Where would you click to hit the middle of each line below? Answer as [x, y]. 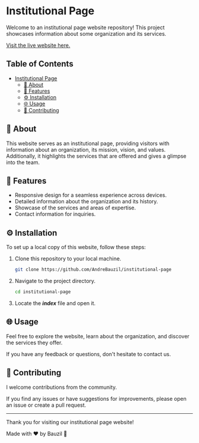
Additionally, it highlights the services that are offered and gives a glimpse [96, 156]
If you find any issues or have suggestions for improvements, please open [96, 398]
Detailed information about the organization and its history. [86, 202]
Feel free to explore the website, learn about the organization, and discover [98, 336]
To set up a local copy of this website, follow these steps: [76, 247]
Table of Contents [40, 64]
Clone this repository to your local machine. [68, 259]
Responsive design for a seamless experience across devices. [91, 195]
